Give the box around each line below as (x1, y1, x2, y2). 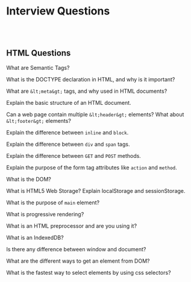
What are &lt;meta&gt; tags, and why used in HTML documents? (6, 87, 168, 95)
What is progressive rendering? (6, 210, 84, 218)
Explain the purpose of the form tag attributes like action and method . (6, 164, 177, 171)
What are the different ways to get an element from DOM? (6, 257, 150, 265)
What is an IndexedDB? (6, 234, 64, 241)
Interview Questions (6, 4, 110, 18)
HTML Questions (6, 48, 71, 58)
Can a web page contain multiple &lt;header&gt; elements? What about (6, 110, 184, 118)
